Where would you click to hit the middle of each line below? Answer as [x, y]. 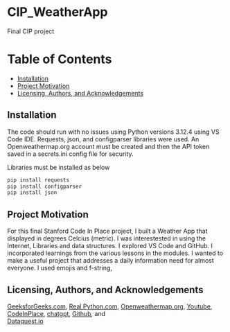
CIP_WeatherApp [57, 12]
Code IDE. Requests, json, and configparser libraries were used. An [103, 139]
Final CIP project [31, 31]
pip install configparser [44, 186]
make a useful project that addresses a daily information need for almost [111, 261]
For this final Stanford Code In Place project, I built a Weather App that [107, 231]
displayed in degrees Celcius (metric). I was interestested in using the [107, 238]
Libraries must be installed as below [59, 167]
